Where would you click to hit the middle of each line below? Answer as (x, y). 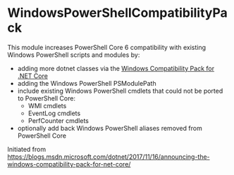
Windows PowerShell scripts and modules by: (74, 55)
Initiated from (27, 149)
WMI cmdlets (47, 105)
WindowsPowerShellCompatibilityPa (117, 13)
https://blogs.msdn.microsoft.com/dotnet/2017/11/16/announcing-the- (109, 157)
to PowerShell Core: (47, 98)
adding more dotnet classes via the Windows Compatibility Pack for (116, 68)
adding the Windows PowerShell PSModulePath (87, 83)
